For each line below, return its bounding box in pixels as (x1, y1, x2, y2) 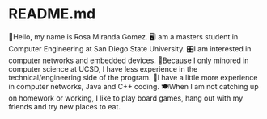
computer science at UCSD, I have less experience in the (8, 64, 198, 73)
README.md (8, 5, 96, 23)
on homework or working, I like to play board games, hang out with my (8, 93, 244, 103)
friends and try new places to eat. (8, 101, 121, 111)
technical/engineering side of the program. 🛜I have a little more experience (8, 72, 258, 82)
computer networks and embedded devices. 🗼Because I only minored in (8, 55, 249, 65)
